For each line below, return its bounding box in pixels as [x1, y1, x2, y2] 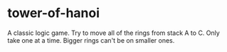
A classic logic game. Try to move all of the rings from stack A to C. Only [7, 28, 221, 37]
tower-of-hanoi [7, 5, 100, 21]
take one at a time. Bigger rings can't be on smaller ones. [7, 36, 175, 44]
